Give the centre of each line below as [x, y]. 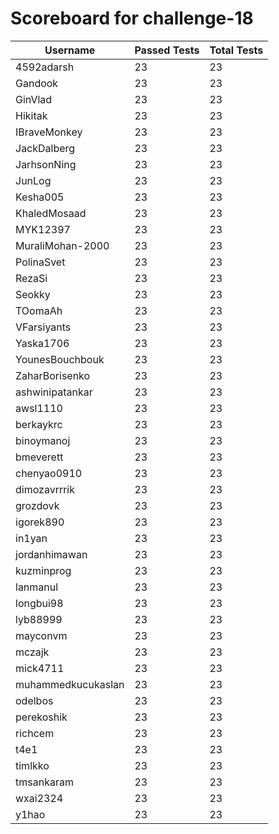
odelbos [34, 700]
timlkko [32, 765]
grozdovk [37, 505]
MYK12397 [43, 229]
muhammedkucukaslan [70, 684]
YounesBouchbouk [60, 359]
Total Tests [236, 50]
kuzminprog [43, 570]
